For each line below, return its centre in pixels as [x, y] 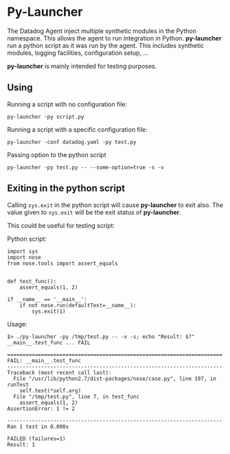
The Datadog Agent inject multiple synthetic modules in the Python [102, 31]
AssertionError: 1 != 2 [41, 409]
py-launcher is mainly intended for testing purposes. [82, 66]
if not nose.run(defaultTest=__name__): [78, 305]
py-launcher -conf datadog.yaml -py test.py [72, 142]
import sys [23, 251]
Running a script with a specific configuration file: [77, 129]
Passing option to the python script [57, 154]
